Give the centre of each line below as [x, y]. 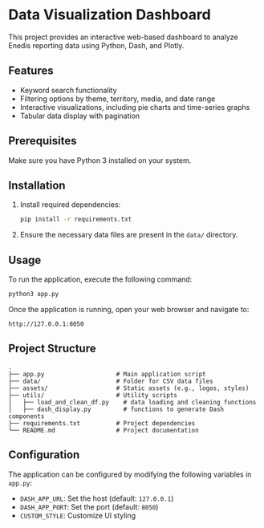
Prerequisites [43, 141]
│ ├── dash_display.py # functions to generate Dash [116, 409]
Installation [37, 185]
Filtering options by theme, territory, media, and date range [118, 99]
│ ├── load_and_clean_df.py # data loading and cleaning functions [132, 402]
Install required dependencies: [70, 205]
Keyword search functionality [69, 90]
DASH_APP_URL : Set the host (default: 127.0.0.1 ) [97, 498]
